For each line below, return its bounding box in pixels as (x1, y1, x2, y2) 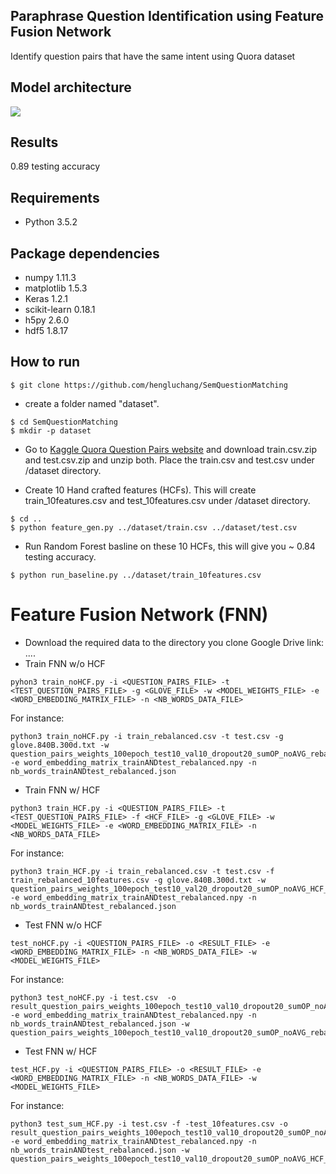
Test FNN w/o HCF (24, 919, 103, 931)
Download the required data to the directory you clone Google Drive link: (24, 636, 325, 648)
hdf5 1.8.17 (24, 325, 69, 337)
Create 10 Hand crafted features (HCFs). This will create (24, 484, 257, 496)
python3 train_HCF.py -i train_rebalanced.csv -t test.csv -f (10, 866, 275, 876)
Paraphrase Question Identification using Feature (10, 8, 325, 25)
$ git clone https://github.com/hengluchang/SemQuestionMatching (10, 380, 288, 390)
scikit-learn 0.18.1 (24, 304, 96, 316)
